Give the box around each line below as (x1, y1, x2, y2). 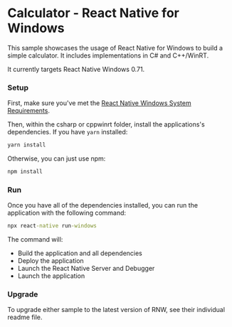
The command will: (7, 235, 63, 244)
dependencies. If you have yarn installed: (7, 128, 128, 136)
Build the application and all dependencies (17, 249, 142, 257)
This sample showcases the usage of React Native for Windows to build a (7, 43, 223, 52)
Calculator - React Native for (7, 5, 179, 21)
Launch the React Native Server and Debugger (17, 264, 155, 273)
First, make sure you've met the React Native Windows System (7, 99, 191, 107)
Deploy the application (17, 257, 84, 265)
